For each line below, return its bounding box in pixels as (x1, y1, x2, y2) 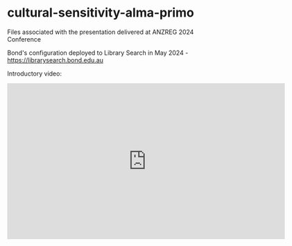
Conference (7, 35, 42, 43)
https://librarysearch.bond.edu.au (7, 55, 104, 64)
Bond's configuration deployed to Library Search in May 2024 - (7, 49, 189, 57)
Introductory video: (7, 69, 62, 78)
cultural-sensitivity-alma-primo (7, 5, 194, 21)
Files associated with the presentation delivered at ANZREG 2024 (7, 28, 194, 36)
